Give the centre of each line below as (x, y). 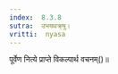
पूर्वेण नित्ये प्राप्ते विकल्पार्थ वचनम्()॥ (59, 60)
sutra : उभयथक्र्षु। (40, 26)
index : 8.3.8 (36, 17)
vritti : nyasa (38, 34)
